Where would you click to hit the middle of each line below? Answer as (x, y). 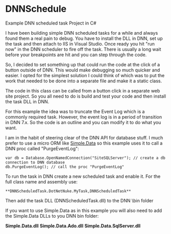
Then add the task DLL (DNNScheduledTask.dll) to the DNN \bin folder (79, 200)
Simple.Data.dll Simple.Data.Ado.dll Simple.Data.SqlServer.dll (73, 226)
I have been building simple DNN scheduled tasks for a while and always (82, 33)
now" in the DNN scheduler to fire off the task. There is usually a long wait (83, 49)
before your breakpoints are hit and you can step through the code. (76, 55)
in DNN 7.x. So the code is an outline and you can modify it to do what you (83, 122)
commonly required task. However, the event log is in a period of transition (84, 117)
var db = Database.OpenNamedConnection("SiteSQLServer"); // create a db (86, 158)
